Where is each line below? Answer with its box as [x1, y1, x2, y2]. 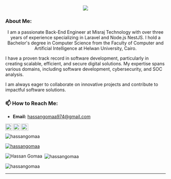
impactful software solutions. [5, 87, 66, 93]
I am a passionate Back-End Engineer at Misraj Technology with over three [7, 29, 164, 35]
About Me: [5, 18, 32, 25]
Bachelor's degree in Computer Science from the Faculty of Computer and [7, 40, 164, 46]
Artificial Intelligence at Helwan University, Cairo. [34, 45, 137, 52]
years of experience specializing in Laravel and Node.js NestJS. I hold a [10, 35, 161, 41]
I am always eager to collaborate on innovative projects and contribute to [5, 82, 159, 88]
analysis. [5, 71, 24, 78]
